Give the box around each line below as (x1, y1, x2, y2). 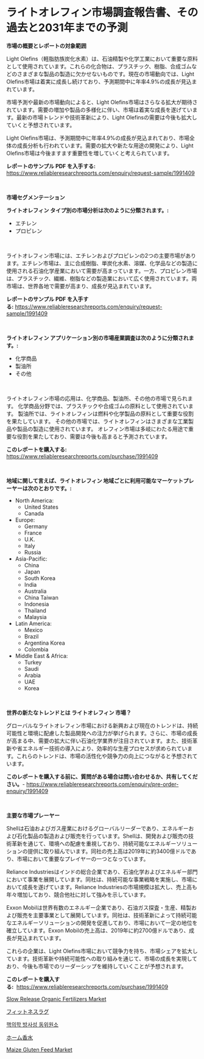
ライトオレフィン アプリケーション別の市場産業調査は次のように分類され (6, 334, 189, 341)
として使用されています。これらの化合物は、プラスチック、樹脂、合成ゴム (6, 62, 192, 70)
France (24, 529, 43, 536)
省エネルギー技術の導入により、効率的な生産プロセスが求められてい (16, 745, 188, 752)
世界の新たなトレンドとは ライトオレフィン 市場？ (6, 709, 132, 716)
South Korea (24, 574, 56, 582)
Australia (24, 587, 47, 595)
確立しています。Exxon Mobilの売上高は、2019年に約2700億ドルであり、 (6, 927, 189, 934)
